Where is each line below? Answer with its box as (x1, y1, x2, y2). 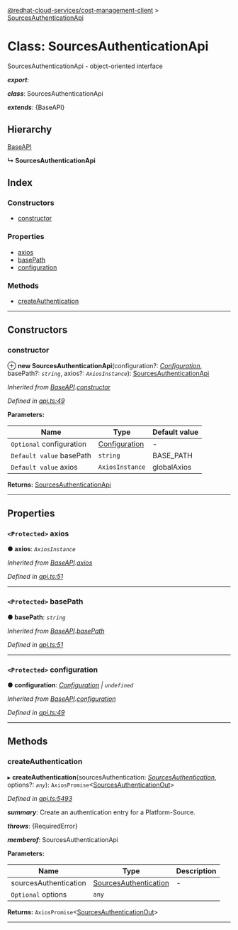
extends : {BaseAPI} (7, 103, 65, 111)
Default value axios (11, 462, 78, 472)
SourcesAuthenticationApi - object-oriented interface (7, 62, 163, 70)
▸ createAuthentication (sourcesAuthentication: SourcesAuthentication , (7, 773, 217, 781)
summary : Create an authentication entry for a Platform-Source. (7, 808, 196, 816)
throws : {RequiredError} (7, 821, 78, 830)
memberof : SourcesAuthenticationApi (7, 835, 119, 843)
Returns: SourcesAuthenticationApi (7, 480, 111, 489)
